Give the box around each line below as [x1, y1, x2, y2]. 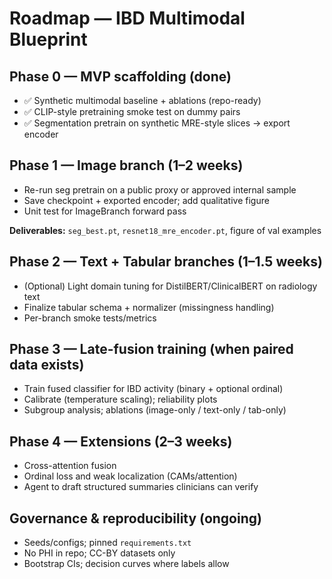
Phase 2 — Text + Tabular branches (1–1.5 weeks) [9, 253, 323, 271]
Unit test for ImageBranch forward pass [23, 205, 187, 217]
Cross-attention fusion [23, 460, 117, 472]
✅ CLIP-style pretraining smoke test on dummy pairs [23, 106, 241, 117]
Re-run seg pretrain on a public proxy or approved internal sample [23, 183, 297, 196]
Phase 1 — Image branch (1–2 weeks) [9, 157, 244, 174]
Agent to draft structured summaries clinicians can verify [23, 481, 259, 493]
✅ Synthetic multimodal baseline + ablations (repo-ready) [23, 95, 262, 106]
